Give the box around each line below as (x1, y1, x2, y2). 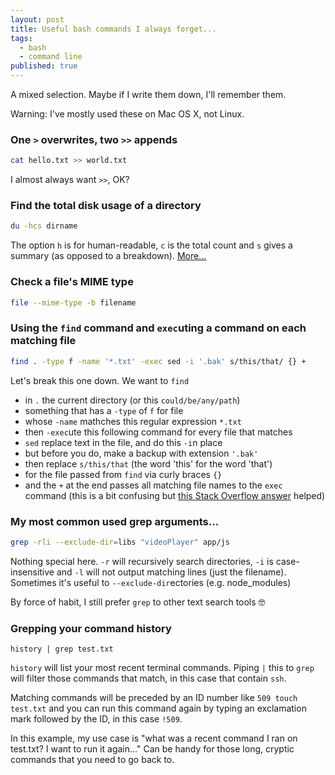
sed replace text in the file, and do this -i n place (24, 436, 223, 448)
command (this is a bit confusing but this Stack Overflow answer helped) (24, 489, 326, 501)
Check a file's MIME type (10, 275, 134, 289)
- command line (19, 52, 83, 62)
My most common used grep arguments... (10, 514, 220, 528)
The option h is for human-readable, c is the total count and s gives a (10, 239, 293, 251)
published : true (10, 61, 78, 71)
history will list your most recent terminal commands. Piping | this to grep (10, 662, 315, 674)
